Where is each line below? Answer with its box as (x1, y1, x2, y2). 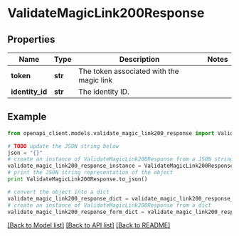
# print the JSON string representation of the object (7, 169, 174, 176)
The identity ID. (78, 87, 129, 97)
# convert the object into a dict (7, 188, 110, 195)
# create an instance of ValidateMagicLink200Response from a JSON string (7, 156, 234, 163)
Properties (7, 33, 55, 45)
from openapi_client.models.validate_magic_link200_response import (7, 129, 215, 136)
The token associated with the (78, 66, 179, 76)
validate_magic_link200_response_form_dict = (7, 208, 144, 215)
